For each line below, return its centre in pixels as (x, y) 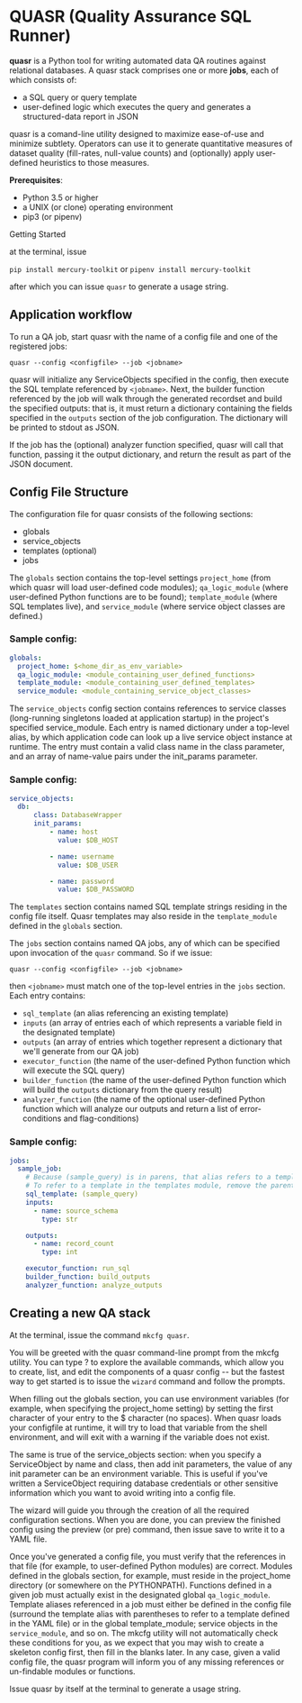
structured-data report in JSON (80, 116)
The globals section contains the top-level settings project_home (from (140, 578)
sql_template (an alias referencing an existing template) (125, 1013)
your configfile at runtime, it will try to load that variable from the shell (138, 1427)
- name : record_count (74, 1244)
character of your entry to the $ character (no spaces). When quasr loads (145, 1417)
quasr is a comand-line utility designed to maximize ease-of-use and (137, 133)
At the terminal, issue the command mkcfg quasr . (99, 1334)
